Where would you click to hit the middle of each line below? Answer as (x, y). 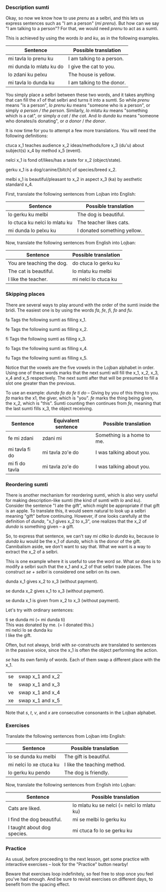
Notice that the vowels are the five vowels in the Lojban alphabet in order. (80, 367)
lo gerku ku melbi (28, 214)
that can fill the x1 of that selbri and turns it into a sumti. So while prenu (78, 100)
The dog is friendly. (87, 773)
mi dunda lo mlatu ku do (36, 67)
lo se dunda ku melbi (32, 757)
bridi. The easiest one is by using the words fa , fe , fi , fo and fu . (69, 310)
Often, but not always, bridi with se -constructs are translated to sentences (81, 644)
